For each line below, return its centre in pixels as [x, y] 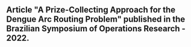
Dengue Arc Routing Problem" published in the [96, 20]
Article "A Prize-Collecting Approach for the [91, 10]
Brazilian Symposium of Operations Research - [96, 29]
